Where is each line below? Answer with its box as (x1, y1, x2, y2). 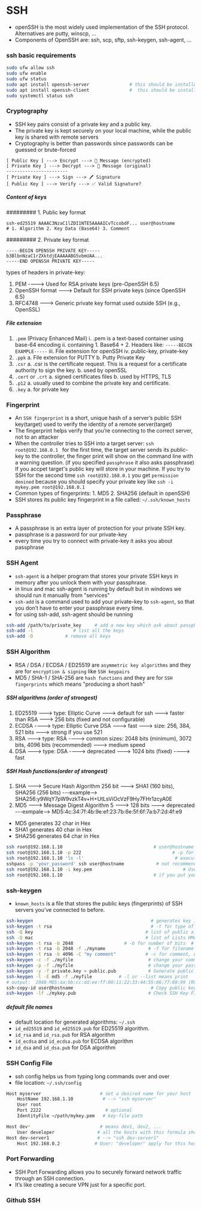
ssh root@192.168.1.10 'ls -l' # (6, 856, 178, 862)
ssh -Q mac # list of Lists (6, 934, 186, 941)
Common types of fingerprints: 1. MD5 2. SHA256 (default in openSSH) (14, 490, 190, 497)
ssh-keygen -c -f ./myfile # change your (6, 957, 184, 963)
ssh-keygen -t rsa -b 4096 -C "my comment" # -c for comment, (6, 952, 191, 958)
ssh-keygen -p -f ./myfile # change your (6, 962, 184, 969)
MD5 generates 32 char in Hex (14, 820, 91, 827)
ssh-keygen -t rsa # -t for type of (6, 923, 194, 929)
